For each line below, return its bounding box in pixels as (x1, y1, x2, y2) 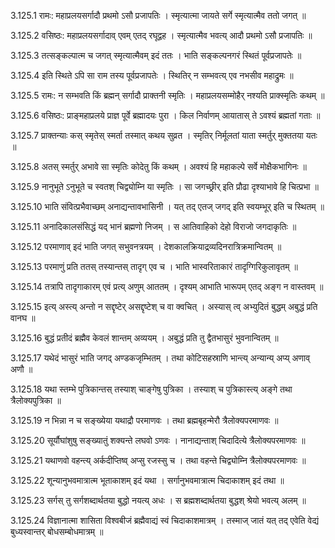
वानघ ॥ (10, 312, 36, 324)
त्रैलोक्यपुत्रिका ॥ (10, 395, 62, 406)
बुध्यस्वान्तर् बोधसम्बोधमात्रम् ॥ (10, 526, 104, 537)
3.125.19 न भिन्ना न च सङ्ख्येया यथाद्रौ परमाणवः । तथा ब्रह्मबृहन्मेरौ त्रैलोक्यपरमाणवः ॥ (10, 415, 279, 426)
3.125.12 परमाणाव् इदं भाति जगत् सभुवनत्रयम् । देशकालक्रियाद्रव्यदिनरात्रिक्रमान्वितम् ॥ (10, 241, 282, 252)
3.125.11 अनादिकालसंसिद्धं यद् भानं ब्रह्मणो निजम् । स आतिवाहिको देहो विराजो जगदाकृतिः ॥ (10, 221, 297, 232)
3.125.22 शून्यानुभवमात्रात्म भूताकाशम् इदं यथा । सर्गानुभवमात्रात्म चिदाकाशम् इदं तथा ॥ (10, 475, 285, 486)
